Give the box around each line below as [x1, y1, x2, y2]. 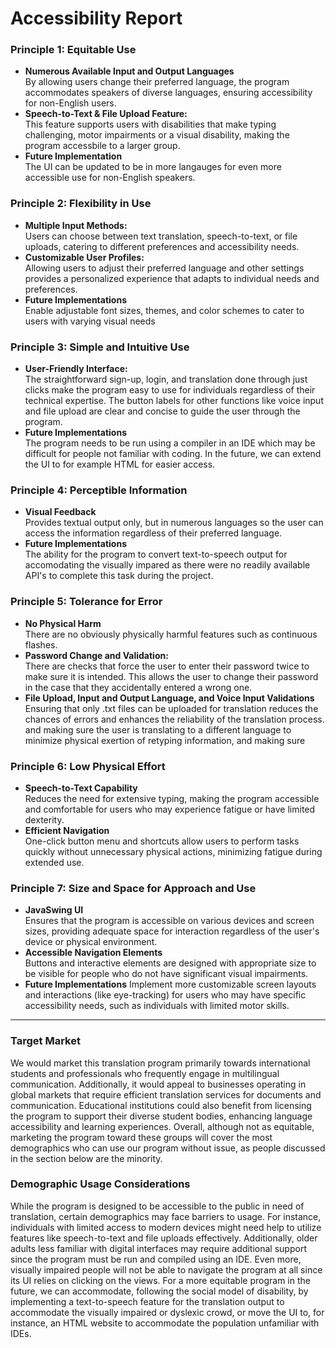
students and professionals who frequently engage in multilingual [10, 1067, 280, 1079]
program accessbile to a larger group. [24, 140, 181, 152]
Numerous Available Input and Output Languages [24, 65, 235, 77]
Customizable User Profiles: [24, 251, 145, 263]
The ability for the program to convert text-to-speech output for [24, 548, 288, 561]
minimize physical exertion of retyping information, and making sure [24, 734, 306, 746]
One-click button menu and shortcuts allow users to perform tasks [24, 835, 300, 847]
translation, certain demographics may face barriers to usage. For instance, [10, 1210, 322, 1222]
